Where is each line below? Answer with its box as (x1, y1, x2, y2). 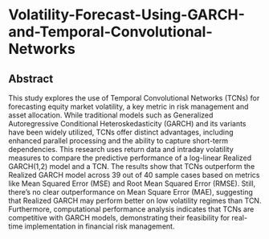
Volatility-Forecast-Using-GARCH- (8, 6, 245, 24)
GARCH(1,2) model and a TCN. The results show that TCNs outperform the (8, 162, 255, 171)
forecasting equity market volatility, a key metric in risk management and (8, 102, 249, 111)
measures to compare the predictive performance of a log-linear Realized (8, 153, 252, 163)
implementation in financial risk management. (24, 221, 175, 231)
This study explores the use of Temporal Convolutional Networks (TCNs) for (8, 93, 260, 102)
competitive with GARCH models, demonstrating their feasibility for (8, 213, 230, 222)
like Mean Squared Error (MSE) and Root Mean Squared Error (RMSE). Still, (8, 179, 256, 188)
